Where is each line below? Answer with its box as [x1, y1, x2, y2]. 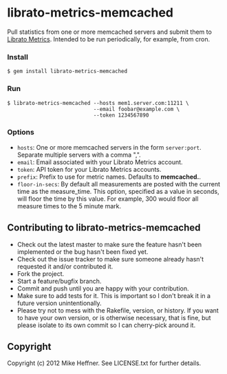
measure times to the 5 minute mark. [17, 201, 122, 210]
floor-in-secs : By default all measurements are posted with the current [17, 179, 220, 188]
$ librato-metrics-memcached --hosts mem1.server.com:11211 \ [7, 99, 189, 106]
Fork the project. [17, 269, 65, 277]
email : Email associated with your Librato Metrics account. [17, 157, 184, 166]
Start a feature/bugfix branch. [17, 277, 102, 285]
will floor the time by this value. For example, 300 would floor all [17, 195, 199, 203]
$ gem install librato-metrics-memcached [7, 68, 128, 75]
